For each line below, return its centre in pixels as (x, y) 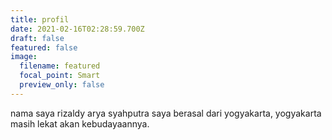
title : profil (40, 19)
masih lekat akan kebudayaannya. (80, 123)
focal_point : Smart (60, 76)
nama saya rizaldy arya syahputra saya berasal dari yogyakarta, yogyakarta (166, 113)
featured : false (44, 47)
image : (24, 57)
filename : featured (60, 66)
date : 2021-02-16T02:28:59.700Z (77, 29)
